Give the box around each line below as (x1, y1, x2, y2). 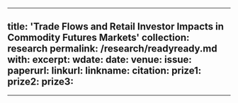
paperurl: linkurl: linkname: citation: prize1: (7, 65, 202, 77)
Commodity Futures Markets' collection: (7, 32, 190, 44)
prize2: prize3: (7, 75, 74, 88)
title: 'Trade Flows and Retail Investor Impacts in (7, 20, 225, 32)
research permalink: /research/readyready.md (7, 43, 217, 55)
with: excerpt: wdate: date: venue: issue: (7, 54, 193, 66)
